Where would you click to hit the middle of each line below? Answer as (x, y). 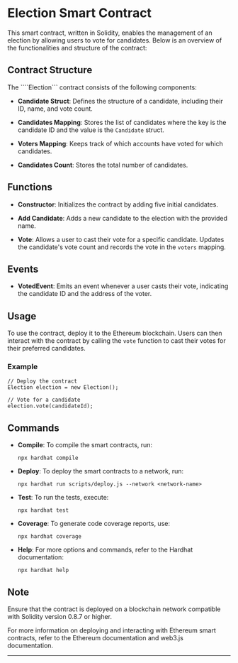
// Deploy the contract (42, 381)
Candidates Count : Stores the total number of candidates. (103, 165)
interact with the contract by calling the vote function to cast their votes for (117, 341)
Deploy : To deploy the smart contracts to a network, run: (101, 471)
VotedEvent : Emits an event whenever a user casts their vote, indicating (123, 286)
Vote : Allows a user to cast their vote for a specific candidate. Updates (121, 239)
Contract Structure (50, 70)
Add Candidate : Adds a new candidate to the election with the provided (123, 218)
